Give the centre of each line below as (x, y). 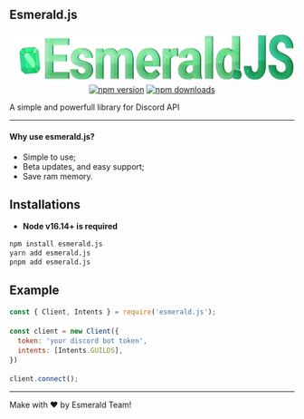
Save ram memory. (57, 176)
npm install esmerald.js (56, 244)
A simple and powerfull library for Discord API (95, 107)
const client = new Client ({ (64, 331)
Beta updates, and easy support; (83, 166)
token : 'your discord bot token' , (82, 341)
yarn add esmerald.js (50, 253)
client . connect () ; (44, 379)
